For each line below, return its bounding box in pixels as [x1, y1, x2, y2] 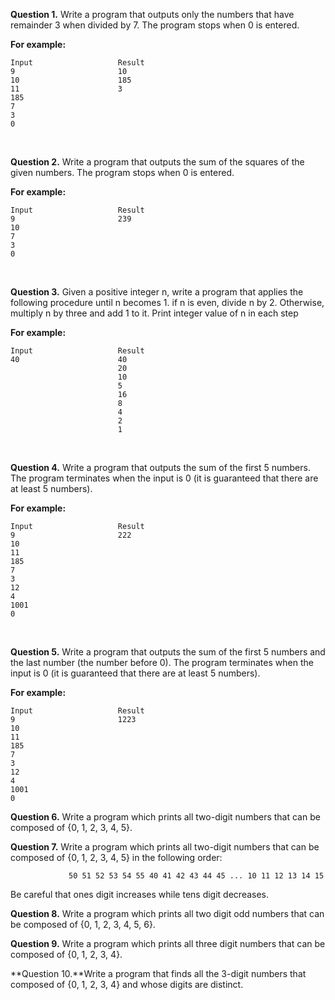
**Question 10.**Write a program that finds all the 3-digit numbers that [10, 968, 307, 979]
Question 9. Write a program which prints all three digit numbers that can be [10, 938, 326, 949]
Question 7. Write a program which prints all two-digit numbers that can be [10, 841, 320, 853]
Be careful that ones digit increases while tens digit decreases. [10, 889, 270, 900]
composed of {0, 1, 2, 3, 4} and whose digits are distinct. [10, 979, 244, 990]
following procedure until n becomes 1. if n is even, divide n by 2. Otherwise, [10, 297, 325, 308]
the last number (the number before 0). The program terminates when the [10, 657, 314, 668]
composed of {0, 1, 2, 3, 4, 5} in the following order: [10, 852, 223, 863]
